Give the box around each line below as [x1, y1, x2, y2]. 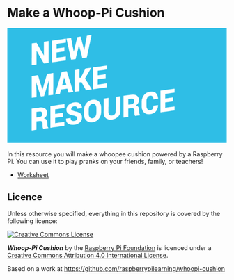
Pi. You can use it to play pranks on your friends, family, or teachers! [7, 158, 203, 166]
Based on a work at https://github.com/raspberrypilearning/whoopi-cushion [7, 265, 225, 273]
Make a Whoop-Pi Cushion [7, 5, 165, 21]
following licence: [7, 217, 58, 225]
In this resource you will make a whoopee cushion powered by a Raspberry [7, 150, 223, 158]
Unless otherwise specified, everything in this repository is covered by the [7, 210, 221, 218]
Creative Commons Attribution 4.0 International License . [7, 252, 169, 260]
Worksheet [17, 171, 49, 179]
